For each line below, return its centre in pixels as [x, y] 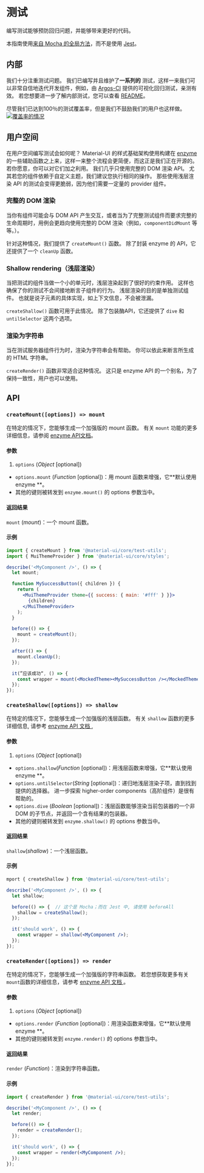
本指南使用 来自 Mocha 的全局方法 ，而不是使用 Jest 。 [73, 43]
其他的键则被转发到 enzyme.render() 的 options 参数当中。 [88, 1039]
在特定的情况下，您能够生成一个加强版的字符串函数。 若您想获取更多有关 [97, 974]
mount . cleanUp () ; [39, 657]
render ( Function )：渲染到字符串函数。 [55, 1068]
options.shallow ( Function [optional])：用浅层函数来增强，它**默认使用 [104, 768]
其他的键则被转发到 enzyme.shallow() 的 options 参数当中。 [89, 821]
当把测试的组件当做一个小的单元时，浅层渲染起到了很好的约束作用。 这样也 [100, 283]
